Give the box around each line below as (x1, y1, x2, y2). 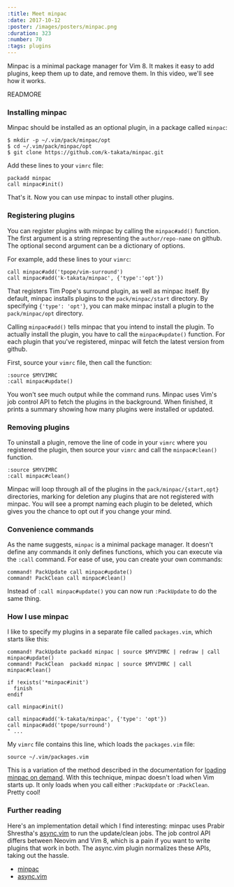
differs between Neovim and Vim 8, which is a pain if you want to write (7, 836, 211, 844)
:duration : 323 (7, 29, 52, 37)
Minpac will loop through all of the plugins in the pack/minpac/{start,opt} (7, 484, 219, 493)
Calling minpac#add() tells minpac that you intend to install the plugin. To (7, 322, 214, 331)
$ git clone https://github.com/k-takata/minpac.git (7, 149, 164, 156)
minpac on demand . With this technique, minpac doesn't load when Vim (7, 773, 214, 782)
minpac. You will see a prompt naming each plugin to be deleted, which (7, 500, 213, 508)
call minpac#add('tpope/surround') (7, 722, 111, 729)
